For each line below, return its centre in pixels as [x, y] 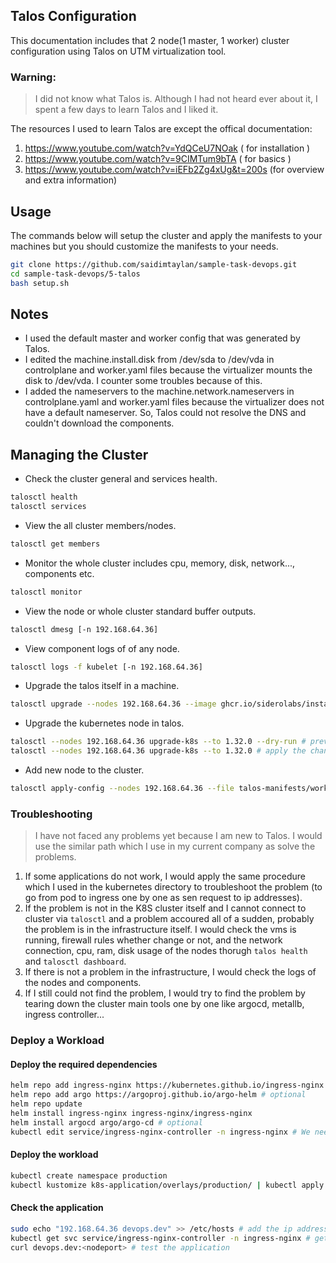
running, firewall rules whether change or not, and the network [153, 940]
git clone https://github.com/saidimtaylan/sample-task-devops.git [154, 264]
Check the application [57, 1208]
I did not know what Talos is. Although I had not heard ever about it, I [176, 99]
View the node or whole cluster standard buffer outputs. [140, 611]
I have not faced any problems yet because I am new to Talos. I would [178, 836]
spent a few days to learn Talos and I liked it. [126, 110]
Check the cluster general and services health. [121, 479]
